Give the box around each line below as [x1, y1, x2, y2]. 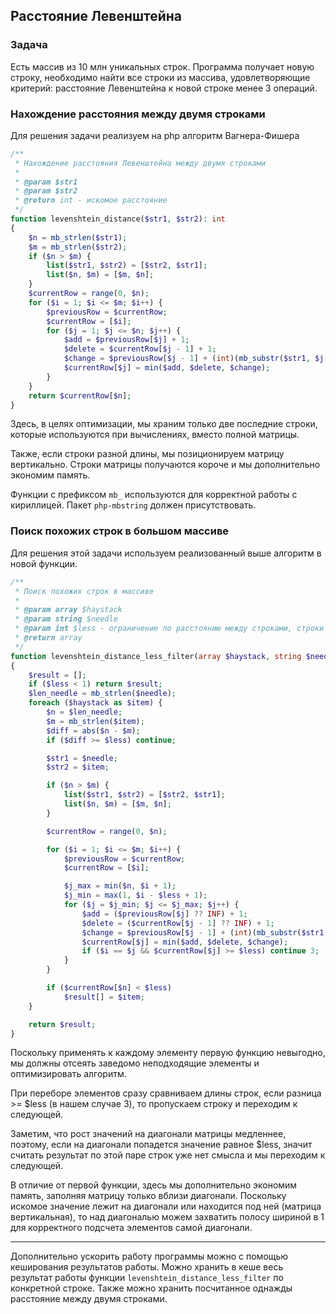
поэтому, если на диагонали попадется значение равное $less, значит [10, 1139, 313, 1151]
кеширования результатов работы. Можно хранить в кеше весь [10, 1261, 284, 1273]
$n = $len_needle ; [46, 707, 123, 718]
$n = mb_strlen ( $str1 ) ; [28, 232, 128, 243]
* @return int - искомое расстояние [14, 195, 168, 206]
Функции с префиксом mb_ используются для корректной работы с [10, 489, 298, 501]
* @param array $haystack [14, 605, 123, 615]
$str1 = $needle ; [46, 753, 118, 763]
